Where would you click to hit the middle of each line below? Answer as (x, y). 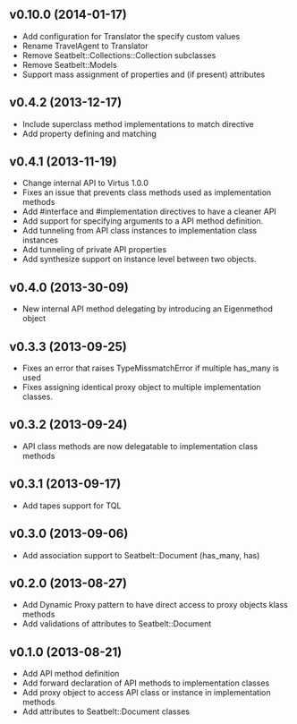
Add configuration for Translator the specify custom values (131, 36)
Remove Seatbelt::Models (70, 64)
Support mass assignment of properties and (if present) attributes (144, 74)
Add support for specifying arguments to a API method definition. (143, 221)
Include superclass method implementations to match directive (138, 124)
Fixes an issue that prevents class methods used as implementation (147, 192)
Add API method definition (71, 674)
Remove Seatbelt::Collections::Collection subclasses (119, 55)
